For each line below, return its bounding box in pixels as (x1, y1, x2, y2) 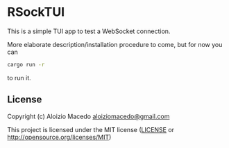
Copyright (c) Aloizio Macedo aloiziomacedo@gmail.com (7, 112, 170, 120)
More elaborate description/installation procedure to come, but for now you (7, 40, 223, 48)
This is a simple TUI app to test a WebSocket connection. (7, 27, 171, 35)
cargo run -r (7, 61, 45, 68)
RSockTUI (7, 4, 65, 20)
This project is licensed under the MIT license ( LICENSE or (7, 125, 175, 133)
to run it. (7, 73, 31, 82)
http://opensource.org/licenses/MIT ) (7, 133, 112, 141)
